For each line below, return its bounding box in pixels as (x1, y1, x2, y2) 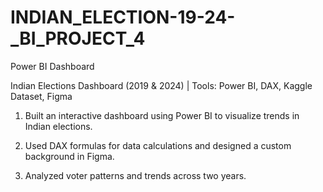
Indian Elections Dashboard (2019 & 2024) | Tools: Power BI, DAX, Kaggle (10, 79, 313, 91)
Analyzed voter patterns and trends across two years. (24, 169, 247, 181)
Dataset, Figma (10, 90, 73, 102)
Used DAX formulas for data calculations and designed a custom (24, 139, 292, 151)
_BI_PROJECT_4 (10, 27, 146, 50)
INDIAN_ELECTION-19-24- (10, 6, 236, 29)
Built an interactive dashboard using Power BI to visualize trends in (24, 109, 300, 121)
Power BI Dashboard (10, 60, 95, 72)
